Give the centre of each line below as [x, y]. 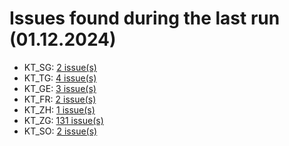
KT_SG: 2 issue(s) [60, 67]
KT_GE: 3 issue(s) [60, 88]
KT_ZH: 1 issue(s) [59, 109]
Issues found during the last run [145, 18]
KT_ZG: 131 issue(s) [63, 120]
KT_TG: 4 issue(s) [60, 78]
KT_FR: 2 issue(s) [60, 99]
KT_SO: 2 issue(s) [60, 131]
